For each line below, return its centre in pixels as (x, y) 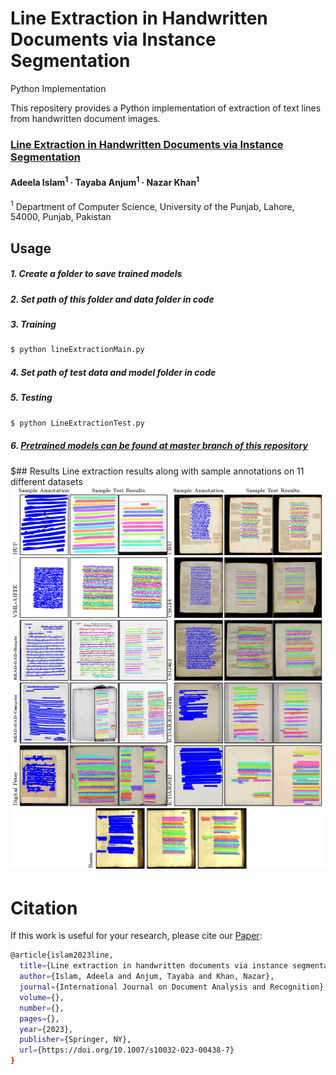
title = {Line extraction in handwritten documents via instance (153, 966)
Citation (44, 908)
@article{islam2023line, (62, 955)
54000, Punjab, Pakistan (61, 217)
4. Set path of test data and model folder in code (113, 372)
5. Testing (31, 398)
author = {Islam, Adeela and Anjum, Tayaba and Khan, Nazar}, (147, 977)
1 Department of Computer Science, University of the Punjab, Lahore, (152, 205)
